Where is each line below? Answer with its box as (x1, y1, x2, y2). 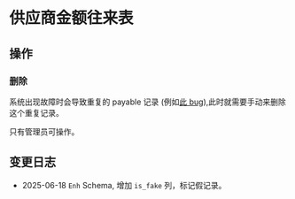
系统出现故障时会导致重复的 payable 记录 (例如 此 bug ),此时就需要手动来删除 (9, 96, 286, 107)
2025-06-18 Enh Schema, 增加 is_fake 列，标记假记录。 (21, 180, 227, 190)
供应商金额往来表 (9, 8, 135, 28)
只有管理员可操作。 (9, 126, 80, 137)
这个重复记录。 (9, 107, 64, 118)
